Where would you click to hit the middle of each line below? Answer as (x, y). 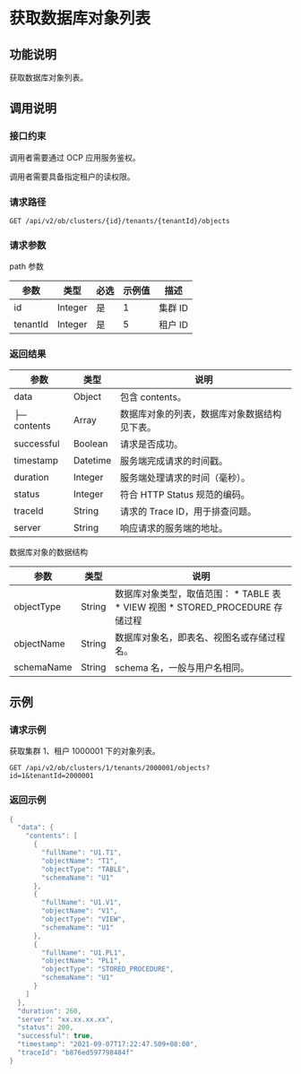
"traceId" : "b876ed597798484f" (76, 1053)
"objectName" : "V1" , (80, 911)
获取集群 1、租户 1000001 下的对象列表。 (85, 751)
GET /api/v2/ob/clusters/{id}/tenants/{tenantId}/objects (120, 221)
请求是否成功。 (151, 444)
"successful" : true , (56, 1036)
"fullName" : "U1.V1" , (82, 903)
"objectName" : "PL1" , (82, 961)
